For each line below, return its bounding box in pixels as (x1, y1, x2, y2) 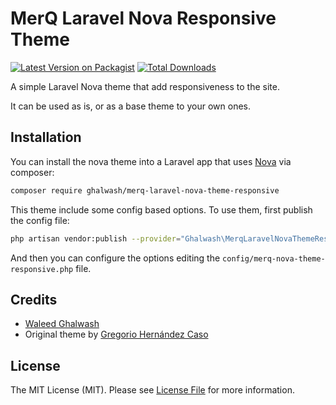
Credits (10, 291, 58, 308)
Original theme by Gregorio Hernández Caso (24, 328, 209, 341)
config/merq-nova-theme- (222, 253, 326, 264)
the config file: (10, 214, 70, 226)
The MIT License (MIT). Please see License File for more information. (10, 384, 295, 396)
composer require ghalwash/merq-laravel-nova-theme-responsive (10, 185, 280, 196)
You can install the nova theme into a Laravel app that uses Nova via (10, 155, 292, 167)
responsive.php (10, 264, 74, 274)
